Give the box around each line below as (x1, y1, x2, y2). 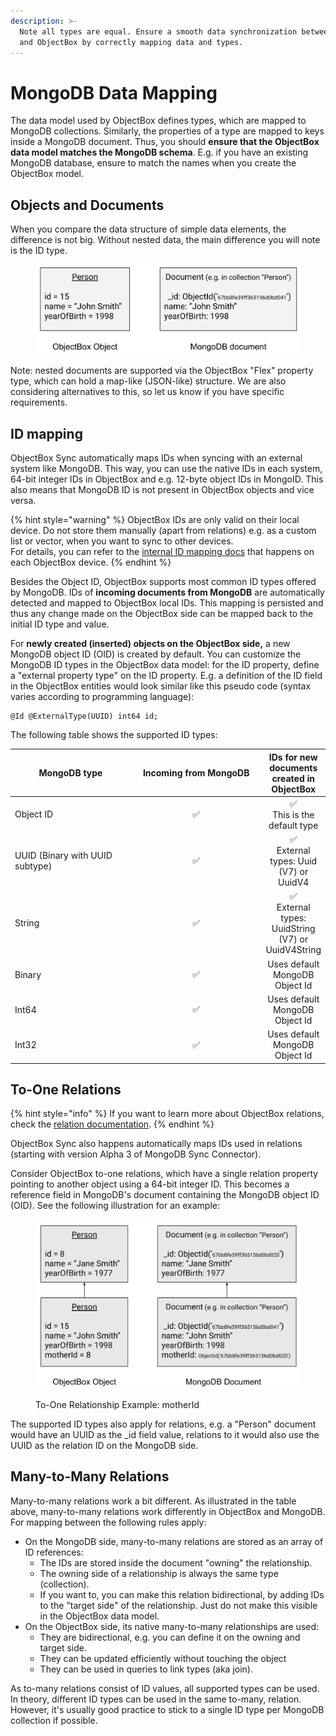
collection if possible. (10, 1714, 98, 1726)
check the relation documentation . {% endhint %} (10, 1118, 215, 1130)
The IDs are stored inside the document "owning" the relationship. (39, 1556, 313, 1569)
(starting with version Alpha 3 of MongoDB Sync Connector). (10, 1148, 262, 1160)
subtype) (14, 860, 53, 872)
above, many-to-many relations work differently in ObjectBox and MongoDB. (10, 1505, 326, 1517)
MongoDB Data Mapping (10, 81, 218, 104)
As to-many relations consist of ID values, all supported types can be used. (10, 1682, 320, 1694)
